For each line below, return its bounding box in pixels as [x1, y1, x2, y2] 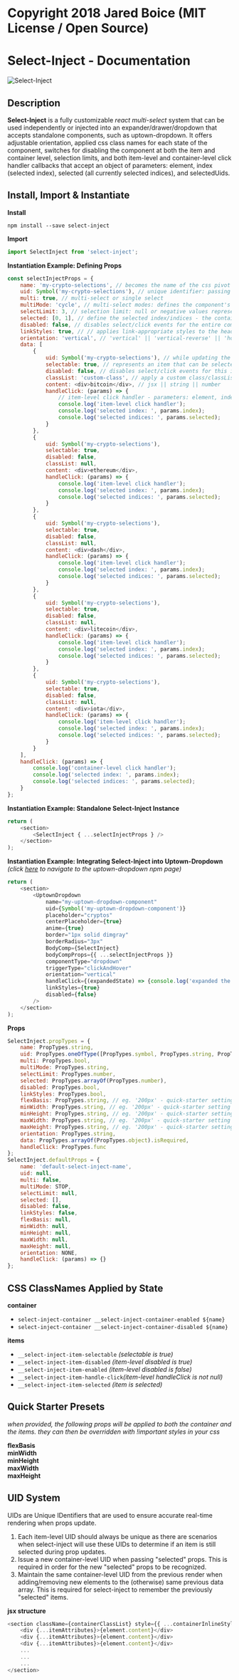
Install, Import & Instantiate [7, 189, 130, 201]
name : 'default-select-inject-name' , [20, 1163, 132, 1170]
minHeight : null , [20, 1229, 72, 1237]
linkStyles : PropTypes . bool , [20, 1091, 107, 1098]
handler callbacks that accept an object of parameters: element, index [7, 161, 213, 169]
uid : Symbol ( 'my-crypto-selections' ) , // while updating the [45, 355, 231, 362]
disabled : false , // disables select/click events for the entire [20, 321, 221, 328]
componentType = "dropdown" [45, 957, 122, 965]
